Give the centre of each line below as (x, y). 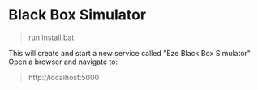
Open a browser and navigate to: (63, 62)
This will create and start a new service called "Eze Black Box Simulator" (130, 53)
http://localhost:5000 (64, 77)
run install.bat (51, 37)
